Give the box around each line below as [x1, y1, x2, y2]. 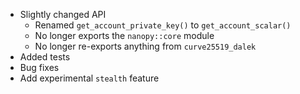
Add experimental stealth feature [19, 72, 160, 84]
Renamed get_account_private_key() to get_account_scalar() [34, 19, 292, 31]
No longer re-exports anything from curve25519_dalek [34, 40, 257, 52]
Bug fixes [19, 62, 60, 73]
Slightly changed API [19, 9, 107, 20]
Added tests [19, 51, 71, 63]
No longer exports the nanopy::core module [34, 30, 215, 41]
